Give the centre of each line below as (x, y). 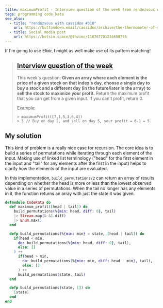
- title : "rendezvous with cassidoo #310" (53, 23)
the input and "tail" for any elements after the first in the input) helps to (76, 163)
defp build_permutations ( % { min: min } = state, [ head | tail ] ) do (77, 234)
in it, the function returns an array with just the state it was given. (70, 193)
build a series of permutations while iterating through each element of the (79, 153)
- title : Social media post (38, 32)
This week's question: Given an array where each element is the (82, 77)
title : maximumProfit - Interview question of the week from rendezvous (80, 10)
